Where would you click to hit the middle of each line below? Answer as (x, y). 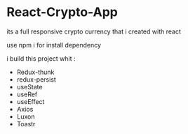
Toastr (26, 124)
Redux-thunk (35, 72)
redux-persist (36, 79)
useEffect (31, 101)
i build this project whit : (41, 58)
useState (29, 87)
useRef (27, 94)
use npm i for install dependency (54, 45)
